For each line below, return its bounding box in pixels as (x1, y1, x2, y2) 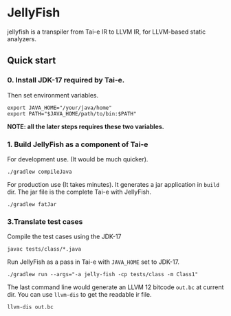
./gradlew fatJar (7, 201, 57, 207)
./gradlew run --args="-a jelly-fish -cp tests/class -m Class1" (7, 271, 198, 278)
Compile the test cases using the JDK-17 (7, 232, 122, 241)
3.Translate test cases (7, 216, 83, 226)
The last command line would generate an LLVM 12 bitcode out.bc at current (7, 283, 224, 291)
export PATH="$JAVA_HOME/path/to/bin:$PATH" (7, 110, 137, 117)
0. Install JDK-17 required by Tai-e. (7, 76, 125, 85)
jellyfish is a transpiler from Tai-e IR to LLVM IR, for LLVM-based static (7, 27, 206, 36)
